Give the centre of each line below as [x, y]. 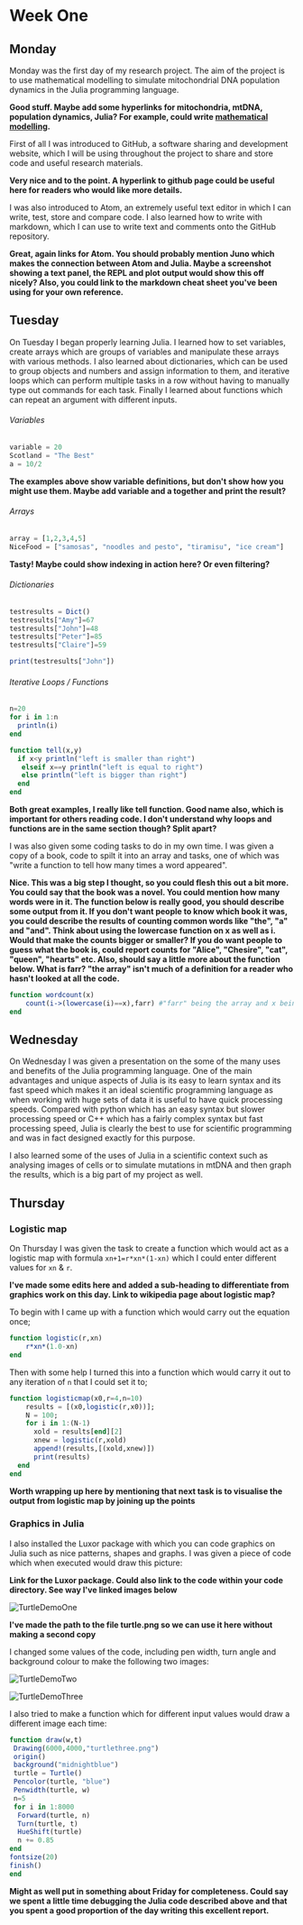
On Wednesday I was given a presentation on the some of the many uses [145, 1061]
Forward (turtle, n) [54, 1815]
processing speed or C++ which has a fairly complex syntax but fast [136, 1119]
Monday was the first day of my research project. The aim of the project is [147, 70]
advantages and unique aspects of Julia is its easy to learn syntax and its [145, 1081]
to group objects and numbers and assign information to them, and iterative [150, 371]
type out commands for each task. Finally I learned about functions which [146, 390]
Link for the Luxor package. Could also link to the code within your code [147, 1580]
